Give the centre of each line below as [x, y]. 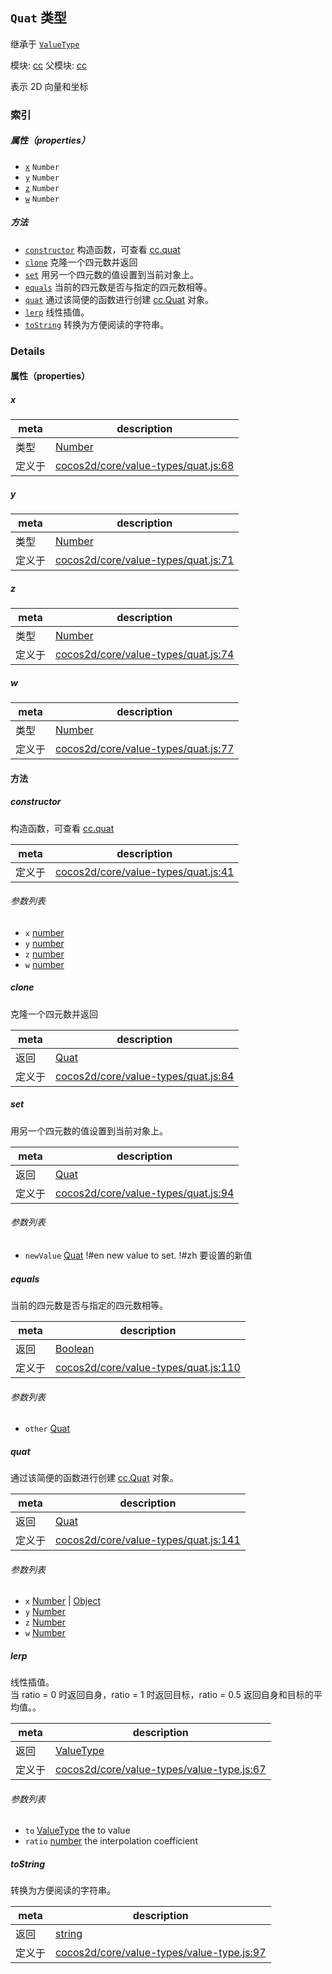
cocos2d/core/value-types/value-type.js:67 [161, 1770]
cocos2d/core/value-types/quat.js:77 [145, 749]
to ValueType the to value [77, 1830]
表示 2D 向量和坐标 [49, 86]
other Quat [47, 1429]
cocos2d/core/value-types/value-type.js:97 [161, 1953]
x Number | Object [62, 1601]
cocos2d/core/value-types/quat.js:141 [148, 1540]
